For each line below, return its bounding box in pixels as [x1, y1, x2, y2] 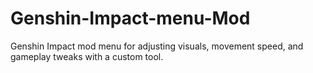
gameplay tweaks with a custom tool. [10, 50, 164, 62]
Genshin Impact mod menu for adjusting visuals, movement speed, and [10, 40, 304, 52]
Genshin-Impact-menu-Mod [10, 7, 251, 30]
